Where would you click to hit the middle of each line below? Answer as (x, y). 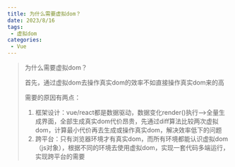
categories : (25, 40)
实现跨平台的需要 (60, 156)
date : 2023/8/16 (31, 20)
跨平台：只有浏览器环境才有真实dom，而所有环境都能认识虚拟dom (132, 139)
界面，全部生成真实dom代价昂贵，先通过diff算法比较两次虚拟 (130, 121)
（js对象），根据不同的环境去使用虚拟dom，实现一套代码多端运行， (132, 148)
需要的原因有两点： (53, 97)
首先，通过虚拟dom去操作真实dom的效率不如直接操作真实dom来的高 (124, 82)
